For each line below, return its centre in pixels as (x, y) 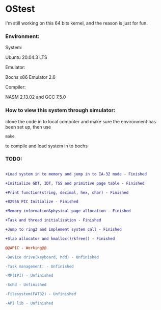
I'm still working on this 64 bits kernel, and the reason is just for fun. (76, 23)
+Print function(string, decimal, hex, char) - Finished (67, 192)
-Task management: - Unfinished (39, 267)
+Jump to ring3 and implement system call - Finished (64, 230)
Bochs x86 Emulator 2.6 (31, 77)
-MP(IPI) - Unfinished (29, 276)
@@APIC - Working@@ (26, 248)
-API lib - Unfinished (29, 303)
